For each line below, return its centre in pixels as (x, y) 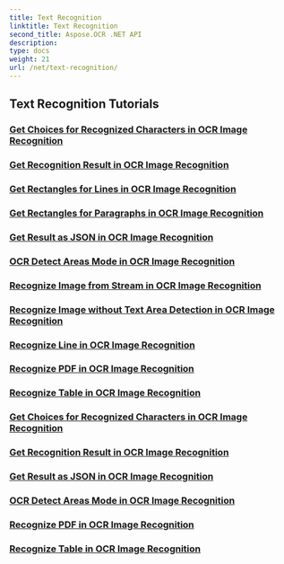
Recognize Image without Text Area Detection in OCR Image (142, 309)
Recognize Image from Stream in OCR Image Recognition (135, 286)
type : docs (30, 51)
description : (34, 43)
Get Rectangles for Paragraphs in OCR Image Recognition (137, 213)
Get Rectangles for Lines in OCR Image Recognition (123, 189)
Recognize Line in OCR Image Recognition (102, 345)
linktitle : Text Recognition (64, 26)
